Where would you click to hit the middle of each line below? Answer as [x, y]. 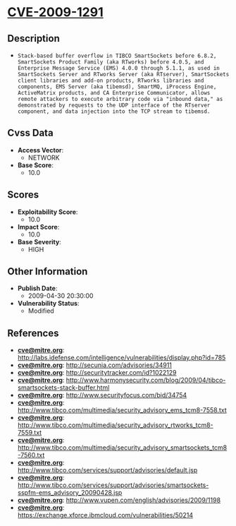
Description [33, 38]
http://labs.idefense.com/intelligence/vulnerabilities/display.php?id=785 [122, 358]
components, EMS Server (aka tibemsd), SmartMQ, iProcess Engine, [117, 87]
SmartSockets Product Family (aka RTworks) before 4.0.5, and [111, 62]
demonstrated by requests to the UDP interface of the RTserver [114, 105]
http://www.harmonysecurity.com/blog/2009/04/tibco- [146, 380]
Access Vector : [41, 150]
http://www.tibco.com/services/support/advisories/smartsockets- [113, 485]
